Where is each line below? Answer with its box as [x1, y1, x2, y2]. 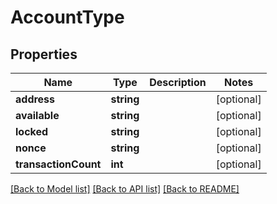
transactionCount [15, 157, 102, 171]
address [15, 92, 56, 106]
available [15, 109, 60, 122]
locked [15, 125, 49, 138]
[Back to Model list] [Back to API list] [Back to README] [10, 183, 240, 195]
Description [149, 76, 207, 89]
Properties [10, 46, 78, 63]
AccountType [10, 6, 125, 29]
